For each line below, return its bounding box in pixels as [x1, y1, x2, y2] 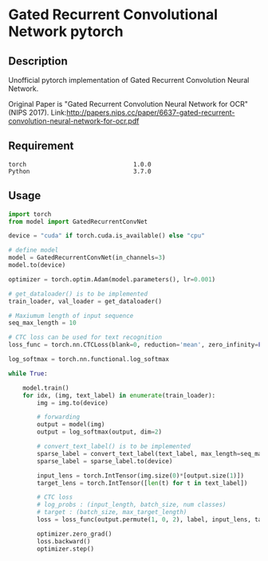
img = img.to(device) [37, 398, 109, 407]
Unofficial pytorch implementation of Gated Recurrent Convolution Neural [8, 76, 250, 84]
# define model [8, 246, 59, 254]
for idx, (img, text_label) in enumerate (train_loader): [22, 391, 216, 399]
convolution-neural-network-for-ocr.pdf [8, 116, 140, 125]
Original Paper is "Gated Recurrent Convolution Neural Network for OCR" [8, 100, 249, 108]
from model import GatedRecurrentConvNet [8, 218, 148, 226]
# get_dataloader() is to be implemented [8, 289, 148, 298]
